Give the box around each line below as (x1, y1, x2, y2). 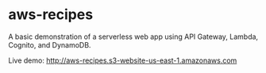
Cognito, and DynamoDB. (8, 40, 91, 49)
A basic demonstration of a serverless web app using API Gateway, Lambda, (8, 32, 259, 41)
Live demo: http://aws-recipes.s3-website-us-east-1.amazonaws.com (8, 56, 237, 65)
